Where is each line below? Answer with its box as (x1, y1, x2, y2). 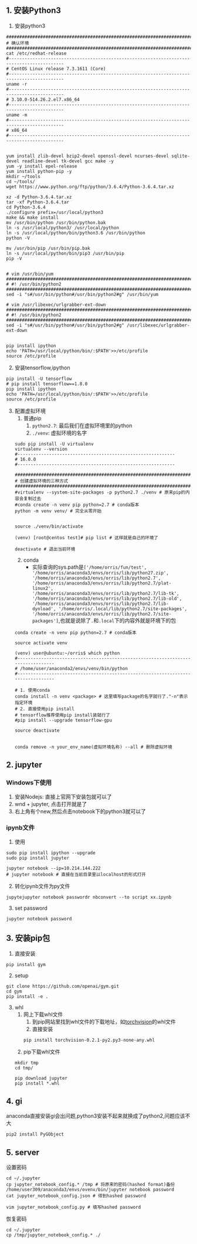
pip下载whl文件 (23, 1048, 60, 1055)
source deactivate (14, 728, 60, 733)
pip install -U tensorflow (6, 376, 72, 382)
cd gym (6, 988, 22, 994)
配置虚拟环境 (14, 407, 46, 414)
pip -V (6, 256, 22, 261)
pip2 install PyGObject (6, 1131, 64, 1137)
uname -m (6, 112, 28, 118)
